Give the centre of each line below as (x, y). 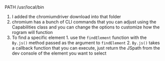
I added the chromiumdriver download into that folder (66, 16)
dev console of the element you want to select (59, 53)
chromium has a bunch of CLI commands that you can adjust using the (84, 22)
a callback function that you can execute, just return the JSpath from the (86, 48)
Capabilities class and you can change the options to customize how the (86, 27)
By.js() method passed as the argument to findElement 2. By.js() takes (86, 43)
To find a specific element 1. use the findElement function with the (79, 37)
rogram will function (32, 32)
